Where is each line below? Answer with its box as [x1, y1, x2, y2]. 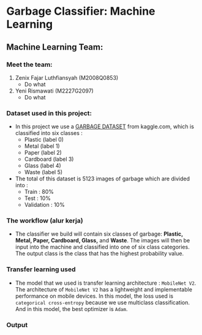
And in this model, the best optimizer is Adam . [15, 305, 128, 312]
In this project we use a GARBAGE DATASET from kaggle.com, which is [15, 123, 195, 130]
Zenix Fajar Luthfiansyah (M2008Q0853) [15, 74, 119, 81]
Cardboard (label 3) [24, 155, 74, 163]
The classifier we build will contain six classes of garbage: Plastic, [15, 230, 184, 237]
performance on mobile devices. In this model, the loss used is [15, 292, 174, 299]
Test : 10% [24, 194, 51, 202]
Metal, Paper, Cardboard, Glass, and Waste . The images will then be [15, 237, 190, 244]
